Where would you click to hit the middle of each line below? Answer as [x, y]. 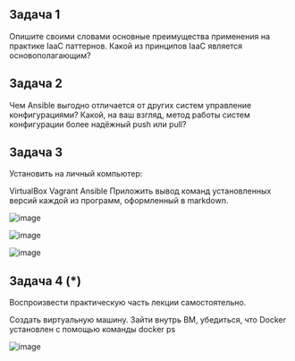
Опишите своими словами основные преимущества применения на [140, 36]
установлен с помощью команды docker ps [93, 330]
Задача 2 [36, 84]
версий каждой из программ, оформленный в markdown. [119, 201]
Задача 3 [36, 153]
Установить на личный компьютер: [76, 174]
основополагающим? [50, 55]
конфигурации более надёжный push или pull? [98, 124]
